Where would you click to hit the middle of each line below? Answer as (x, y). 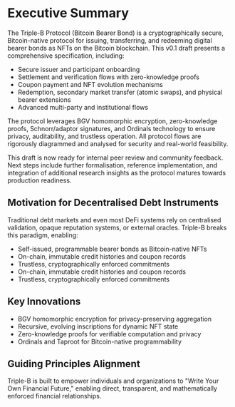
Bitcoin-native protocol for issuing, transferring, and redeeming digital (110, 40)
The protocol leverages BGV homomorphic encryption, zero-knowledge (113, 121)
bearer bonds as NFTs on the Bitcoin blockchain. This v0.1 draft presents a (116, 48)
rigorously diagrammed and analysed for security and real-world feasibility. (118, 143)
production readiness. (40, 180)
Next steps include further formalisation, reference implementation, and (113, 165)
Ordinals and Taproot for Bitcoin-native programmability (100, 341)
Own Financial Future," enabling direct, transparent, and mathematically (113, 388)
